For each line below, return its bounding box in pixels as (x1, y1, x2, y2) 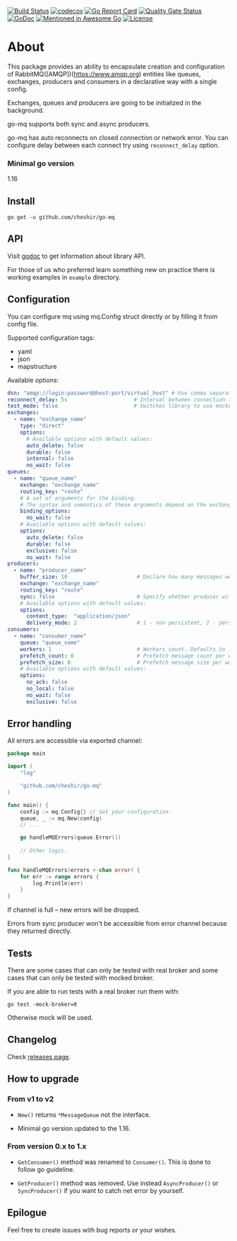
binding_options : (20, 507, 71, 515)
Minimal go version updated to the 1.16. (17, 1124, 130, 1132)
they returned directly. (7, 927, 72, 936)
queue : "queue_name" (20, 639, 80, 646)
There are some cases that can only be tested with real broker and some (7, 966, 219, 975)
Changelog (7, 1034, 57, 1046)
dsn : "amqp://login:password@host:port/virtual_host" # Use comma (7, 389, 207, 396)
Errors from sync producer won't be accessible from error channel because (7, 919, 227, 928)
